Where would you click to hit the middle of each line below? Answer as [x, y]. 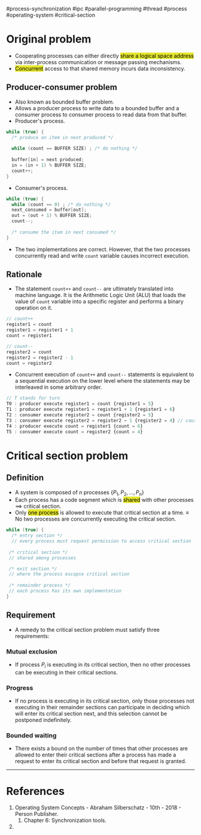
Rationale [24, 275]
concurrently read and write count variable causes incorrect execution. [102, 255]
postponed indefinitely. [43, 720]
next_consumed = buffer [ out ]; [49, 210]
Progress [20, 688]
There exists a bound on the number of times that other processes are [101, 749]
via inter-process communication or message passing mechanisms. [98, 62]
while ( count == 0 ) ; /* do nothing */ [61, 204]
